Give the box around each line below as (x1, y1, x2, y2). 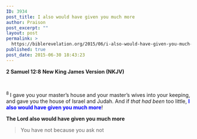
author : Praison (6, 19, 46, 25)
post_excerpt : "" (6, 25, 49, 31)
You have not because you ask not (20, 127, 104, 134)
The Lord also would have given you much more (6, 115, 125, 123)
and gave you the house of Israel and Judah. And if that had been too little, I (6, 98, 190, 105)
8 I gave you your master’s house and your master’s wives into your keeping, (6, 91, 191, 99)
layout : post (6, 30, 38, 36)
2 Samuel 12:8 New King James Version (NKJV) (6, 68, 125, 75)
